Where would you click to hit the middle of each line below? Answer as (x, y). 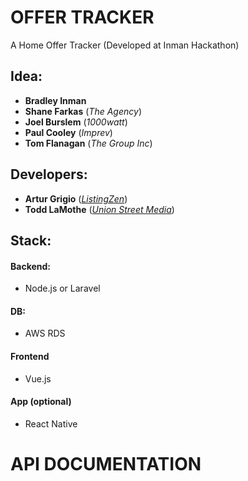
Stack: (31, 240)
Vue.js (38, 378)
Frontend (30, 356)
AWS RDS (45, 333)
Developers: (49, 174)
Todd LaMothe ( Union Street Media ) (99, 209)
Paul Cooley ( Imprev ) (68, 132)
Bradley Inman (55, 100)
